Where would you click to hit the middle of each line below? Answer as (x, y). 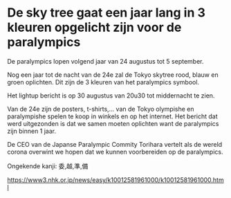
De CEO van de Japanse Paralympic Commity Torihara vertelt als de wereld (115, 144)
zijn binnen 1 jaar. (32, 131)
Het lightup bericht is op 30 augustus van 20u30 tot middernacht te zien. (111, 96)
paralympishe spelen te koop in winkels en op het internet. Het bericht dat (112, 116)
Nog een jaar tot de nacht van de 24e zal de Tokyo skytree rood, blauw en (113, 75)
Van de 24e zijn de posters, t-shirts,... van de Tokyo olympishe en (101, 109)
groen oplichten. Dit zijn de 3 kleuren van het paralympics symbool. (103, 82)
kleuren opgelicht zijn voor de (94, 27)
